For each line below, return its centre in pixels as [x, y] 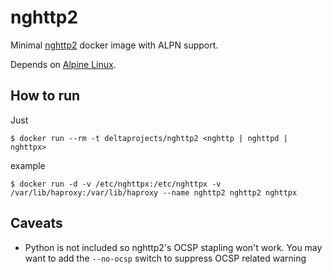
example [28, 165]
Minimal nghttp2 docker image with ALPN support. [114, 45]
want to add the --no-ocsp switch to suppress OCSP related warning [165, 258]
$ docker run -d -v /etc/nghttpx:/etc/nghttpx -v [116, 184]
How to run [45, 96]
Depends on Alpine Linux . [63, 64]
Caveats [36, 223]
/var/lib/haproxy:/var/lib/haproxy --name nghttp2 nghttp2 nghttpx [154, 192]
